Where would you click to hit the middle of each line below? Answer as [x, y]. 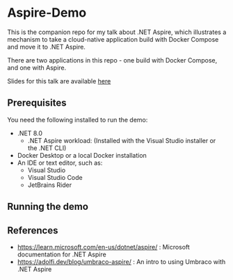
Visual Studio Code [55, 177]
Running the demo [48, 207]
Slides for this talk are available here [59, 81]
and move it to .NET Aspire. [46, 47]
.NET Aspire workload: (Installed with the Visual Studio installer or [122, 140]
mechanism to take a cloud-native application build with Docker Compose [113, 39]
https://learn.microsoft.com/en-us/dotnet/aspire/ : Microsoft [103, 247]
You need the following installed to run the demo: [78, 120]
